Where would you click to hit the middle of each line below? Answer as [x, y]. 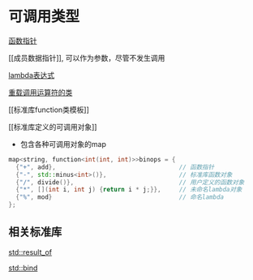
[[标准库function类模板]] [49, 110]
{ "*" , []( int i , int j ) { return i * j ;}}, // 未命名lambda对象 [129, 190]
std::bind [23, 268]
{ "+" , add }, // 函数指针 [115, 167]
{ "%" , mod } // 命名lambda [120, 197]
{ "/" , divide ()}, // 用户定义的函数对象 [130, 182]
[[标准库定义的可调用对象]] [53, 127]
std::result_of [30, 252]
